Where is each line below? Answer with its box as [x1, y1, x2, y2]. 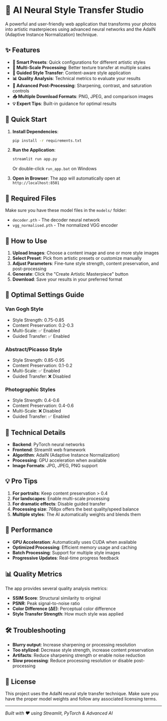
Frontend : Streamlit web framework [12, 447, 86, 453]
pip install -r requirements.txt [12, 138, 82, 143]
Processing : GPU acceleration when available [12, 457, 107, 463]
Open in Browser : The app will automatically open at [12, 175, 120, 181]
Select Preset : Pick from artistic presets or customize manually [12, 255, 142, 261]
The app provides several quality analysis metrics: [5, 586, 108, 592]
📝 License [5, 677, 36, 686]
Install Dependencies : [12, 128, 59, 134]
